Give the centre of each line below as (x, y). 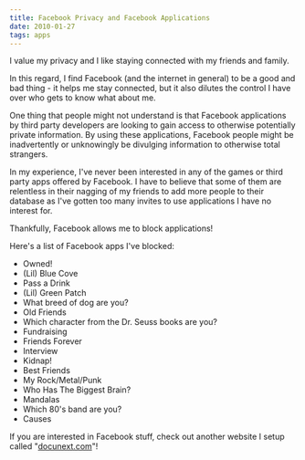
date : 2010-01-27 (42, 26)
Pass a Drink (46, 283)
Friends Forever (52, 341)
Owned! (37, 264)
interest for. (31, 211)
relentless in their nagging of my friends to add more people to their (137, 192)
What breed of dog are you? (76, 303)
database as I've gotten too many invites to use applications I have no (141, 201)
